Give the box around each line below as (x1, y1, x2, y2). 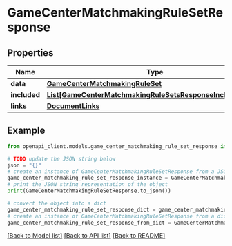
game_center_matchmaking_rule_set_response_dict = (7, 206, 156, 213)
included (10, 90, 40, 99)
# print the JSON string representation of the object (7, 181, 168, 188)
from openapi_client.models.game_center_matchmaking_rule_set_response (7, 143, 217, 150)
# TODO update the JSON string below (7, 155, 116, 163)
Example (7, 125, 46, 136)
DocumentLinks (46, 101, 100, 111)
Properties (7, 47, 54, 59)
